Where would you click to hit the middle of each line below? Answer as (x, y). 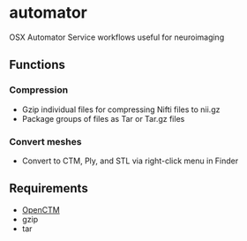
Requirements (49, 188)
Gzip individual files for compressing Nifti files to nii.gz (121, 109)
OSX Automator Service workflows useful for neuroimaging (117, 37)
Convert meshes (45, 141)
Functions (37, 65)
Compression (39, 90)
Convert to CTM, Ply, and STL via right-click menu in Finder (130, 161)
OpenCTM (41, 209)
